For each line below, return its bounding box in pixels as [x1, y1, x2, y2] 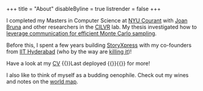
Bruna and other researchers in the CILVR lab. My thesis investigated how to [6, 24, 198, 30]
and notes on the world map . [6, 78, 78, 85]
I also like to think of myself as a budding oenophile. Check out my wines [6, 72, 189, 78]
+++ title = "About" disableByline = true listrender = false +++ [6, 5, 161, 12]
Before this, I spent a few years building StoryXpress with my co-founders [6, 42, 192, 49]
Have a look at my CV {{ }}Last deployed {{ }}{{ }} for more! [6, 60, 151, 67]
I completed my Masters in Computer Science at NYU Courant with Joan [6, 17, 188, 24]
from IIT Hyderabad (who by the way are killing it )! [6, 48, 132, 55]
